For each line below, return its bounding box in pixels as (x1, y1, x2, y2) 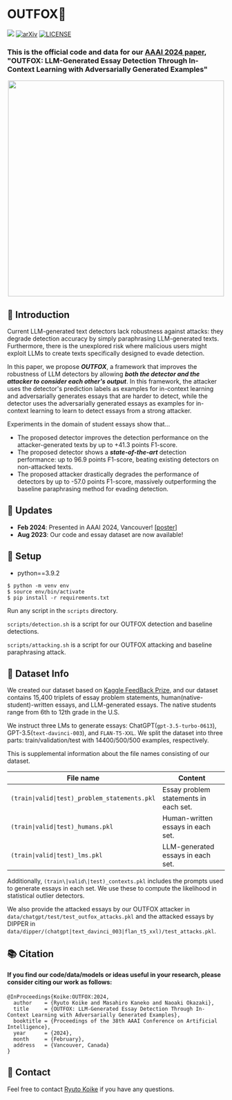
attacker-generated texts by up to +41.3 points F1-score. (17, 441, 178, 449)
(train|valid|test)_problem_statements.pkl (10, 795, 156, 802)
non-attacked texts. (17, 463, 74, 471)
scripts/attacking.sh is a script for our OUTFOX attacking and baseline (7, 641, 213, 649)
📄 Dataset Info (7, 668, 69, 680)
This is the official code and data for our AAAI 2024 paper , (7, 47, 207, 57)
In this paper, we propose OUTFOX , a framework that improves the (7, 363, 197, 371)
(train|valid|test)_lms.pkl (10, 851, 103, 860)
